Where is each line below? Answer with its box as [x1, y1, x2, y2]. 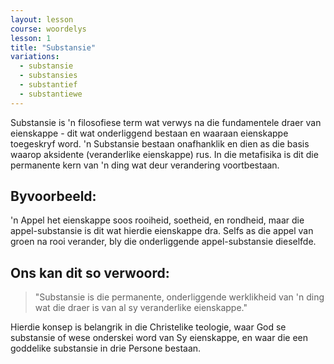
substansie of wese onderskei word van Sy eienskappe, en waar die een [10, 332, 308, 344]
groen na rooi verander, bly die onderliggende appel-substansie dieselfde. [10, 236, 317, 248]
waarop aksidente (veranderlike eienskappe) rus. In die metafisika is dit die [10, 148, 319, 160]
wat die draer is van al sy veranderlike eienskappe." [34, 302, 248, 314]
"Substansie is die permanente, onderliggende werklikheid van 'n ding [34, 291, 325, 303]
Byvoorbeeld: [10, 188, 97, 205]
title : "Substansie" [10, 42, 97, 53]
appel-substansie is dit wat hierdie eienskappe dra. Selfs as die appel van [10, 225, 314, 237]
